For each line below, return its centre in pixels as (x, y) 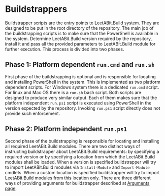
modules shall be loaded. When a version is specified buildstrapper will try (81, 162)
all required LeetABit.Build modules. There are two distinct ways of (73, 146)
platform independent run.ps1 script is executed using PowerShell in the (78, 103)
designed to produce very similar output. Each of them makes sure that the (81, 98)
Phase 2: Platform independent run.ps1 (66, 129)
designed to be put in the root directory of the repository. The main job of (80, 28)
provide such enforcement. (33, 113)
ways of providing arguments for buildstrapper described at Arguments (77, 183)
